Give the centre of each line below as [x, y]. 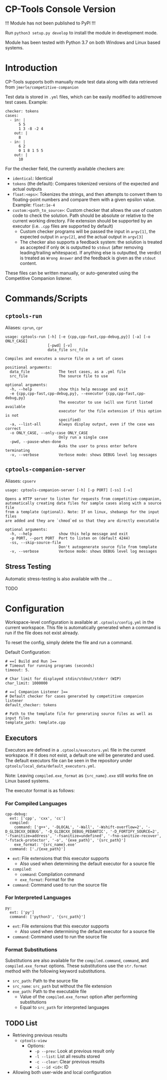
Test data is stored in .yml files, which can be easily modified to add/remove [83, 96]
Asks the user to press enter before [98, 446]
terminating [17, 450]
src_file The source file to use [59, 376]
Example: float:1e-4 [34, 205]
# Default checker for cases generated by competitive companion [74, 696]
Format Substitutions [31, 950]
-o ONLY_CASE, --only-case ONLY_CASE [49, 433]
